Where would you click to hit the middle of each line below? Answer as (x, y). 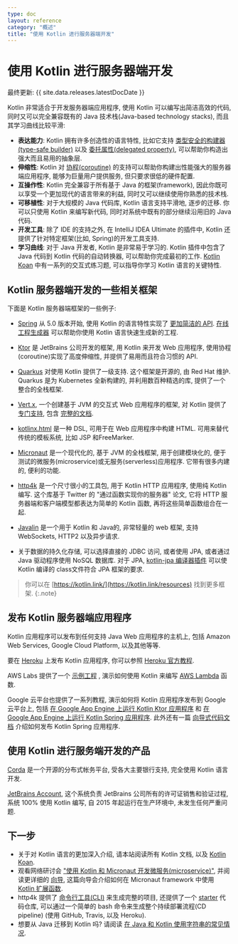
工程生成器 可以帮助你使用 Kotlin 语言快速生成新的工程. (98, 332)
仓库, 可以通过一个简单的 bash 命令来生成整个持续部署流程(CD (115, 906)
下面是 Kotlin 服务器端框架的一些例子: (62, 308)
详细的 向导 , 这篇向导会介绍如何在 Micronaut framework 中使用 (122, 880)
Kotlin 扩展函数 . (40, 888)
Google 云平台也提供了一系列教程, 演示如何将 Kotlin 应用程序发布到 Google (117, 700)
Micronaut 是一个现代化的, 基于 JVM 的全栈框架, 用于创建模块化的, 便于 (122, 452)
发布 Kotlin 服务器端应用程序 (70, 618)
